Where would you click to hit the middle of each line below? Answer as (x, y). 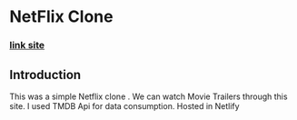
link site (27, 45)
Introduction (45, 75)
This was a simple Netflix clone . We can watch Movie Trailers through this (148, 96)
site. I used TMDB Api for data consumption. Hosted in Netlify (124, 105)
